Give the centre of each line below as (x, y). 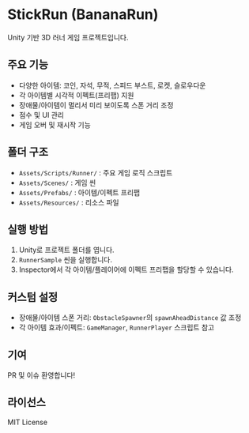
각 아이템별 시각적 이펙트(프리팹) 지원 (76, 95)
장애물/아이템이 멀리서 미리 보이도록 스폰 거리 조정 (96, 105)
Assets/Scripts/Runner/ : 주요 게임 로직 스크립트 (96, 172)
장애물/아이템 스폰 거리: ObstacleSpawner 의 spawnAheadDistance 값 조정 (130, 318)
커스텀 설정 (33, 297)
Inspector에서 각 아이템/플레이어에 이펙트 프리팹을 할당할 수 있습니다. (126, 269)
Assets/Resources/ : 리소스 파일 (69, 202)
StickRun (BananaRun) (83, 15)
